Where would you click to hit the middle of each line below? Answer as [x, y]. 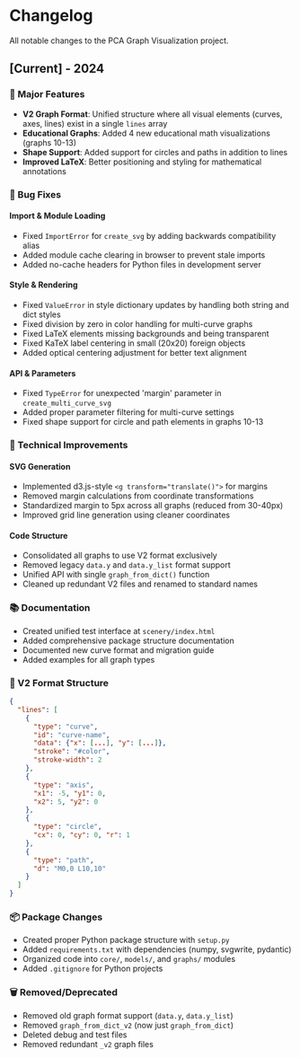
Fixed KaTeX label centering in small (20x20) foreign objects [134, 343]
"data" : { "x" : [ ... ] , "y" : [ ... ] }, [100, 743]
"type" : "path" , [63, 860]
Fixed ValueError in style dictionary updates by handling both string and [155, 304]
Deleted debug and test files [75, 1035]
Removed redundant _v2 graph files [88, 1044]
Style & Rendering [44, 285]
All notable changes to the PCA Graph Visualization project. [119, 40]
